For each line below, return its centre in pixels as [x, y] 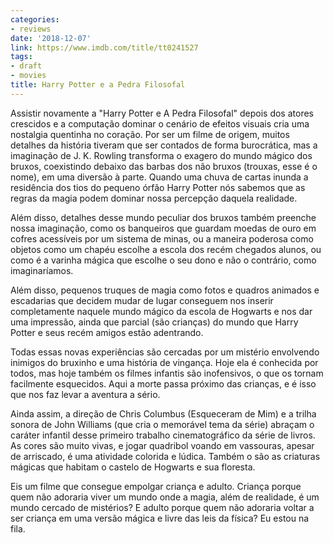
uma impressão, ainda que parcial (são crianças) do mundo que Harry [154, 322]
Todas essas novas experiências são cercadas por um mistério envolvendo [165, 352]
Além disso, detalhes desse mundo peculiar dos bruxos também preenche [163, 217]
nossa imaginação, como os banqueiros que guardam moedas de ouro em [163, 228]
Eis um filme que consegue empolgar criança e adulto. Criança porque [156, 486]
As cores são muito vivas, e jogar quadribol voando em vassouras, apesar [162, 445]
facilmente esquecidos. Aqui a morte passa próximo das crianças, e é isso [163, 383]
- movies [28, 76]
